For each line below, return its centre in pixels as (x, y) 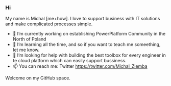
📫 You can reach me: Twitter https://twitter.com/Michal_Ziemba (80, 66)
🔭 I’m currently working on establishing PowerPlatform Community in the (89, 34)
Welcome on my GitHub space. (38, 78)
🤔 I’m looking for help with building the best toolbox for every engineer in (89, 55)
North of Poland (29, 39)
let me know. (26, 50)
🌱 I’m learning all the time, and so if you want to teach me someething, (87, 45)
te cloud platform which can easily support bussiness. (69, 61)
